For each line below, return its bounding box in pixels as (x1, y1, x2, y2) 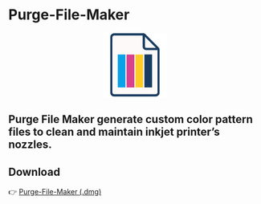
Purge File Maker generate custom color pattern (8, 112, 253, 126)
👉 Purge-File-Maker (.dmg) (8, 187, 102, 197)
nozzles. (8, 138, 52, 152)
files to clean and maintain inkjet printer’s (8, 125, 220, 139)
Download (8, 165, 60, 178)
